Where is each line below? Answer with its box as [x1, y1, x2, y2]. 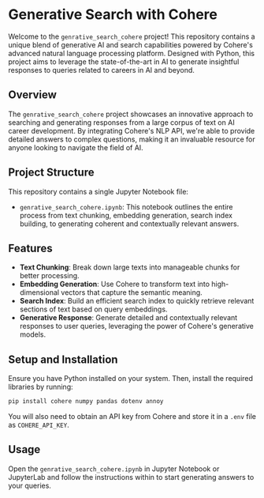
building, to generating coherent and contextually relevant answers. [19, 219, 240, 228]
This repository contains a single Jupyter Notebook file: [8, 187, 189, 196]
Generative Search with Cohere [8, 6, 218, 24]
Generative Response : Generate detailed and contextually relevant [19, 313, 238, 323]
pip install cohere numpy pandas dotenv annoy [8, 398, 164, 406]
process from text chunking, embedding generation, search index [19, 210, 232, 220]
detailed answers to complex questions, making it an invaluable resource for [8, 134, 255, 144]
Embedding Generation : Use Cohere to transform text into [19, 279, 210, 289]
